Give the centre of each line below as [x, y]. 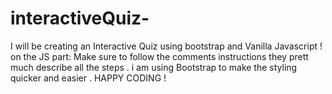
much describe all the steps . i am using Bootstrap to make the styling [154, 67]
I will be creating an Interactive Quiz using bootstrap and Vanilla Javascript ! [166, 46]
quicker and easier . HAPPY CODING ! [88, 78]
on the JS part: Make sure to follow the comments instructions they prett [159, 56]
